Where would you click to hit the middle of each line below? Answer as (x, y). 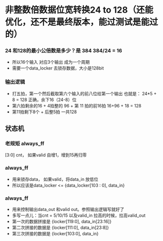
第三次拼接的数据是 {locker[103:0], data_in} (55, 234)
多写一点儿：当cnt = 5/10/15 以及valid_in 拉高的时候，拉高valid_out (79, 215)
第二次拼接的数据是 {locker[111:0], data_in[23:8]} (60, 228)
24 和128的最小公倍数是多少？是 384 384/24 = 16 (64, 51)
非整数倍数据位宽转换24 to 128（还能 (79, 10)
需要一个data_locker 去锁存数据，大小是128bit (58, 68)
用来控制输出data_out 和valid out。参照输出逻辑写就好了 (68, 209)
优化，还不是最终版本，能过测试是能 (77, 22)
